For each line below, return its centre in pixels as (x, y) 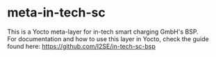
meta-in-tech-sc (56, 13)
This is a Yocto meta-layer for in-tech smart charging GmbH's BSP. (103, 32)
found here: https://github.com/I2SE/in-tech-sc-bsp (82, 46)
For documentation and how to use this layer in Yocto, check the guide (108, 38)
